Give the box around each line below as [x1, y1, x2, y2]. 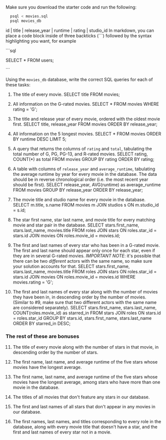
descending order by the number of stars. [12, 350, 99, 356]
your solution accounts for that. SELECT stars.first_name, [12, 263, 130, 269]
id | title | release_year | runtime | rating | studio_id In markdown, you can [5, 27, 154, 33]
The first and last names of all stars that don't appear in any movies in [12, 404, 156, 410]
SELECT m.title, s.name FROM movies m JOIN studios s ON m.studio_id [12, 202, 159, 208]
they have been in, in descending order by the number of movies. [12, 294, 147, 300]
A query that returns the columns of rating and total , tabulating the [12, 146, 153, 151]
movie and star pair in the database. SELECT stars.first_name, [12, 222, 139, 228]
